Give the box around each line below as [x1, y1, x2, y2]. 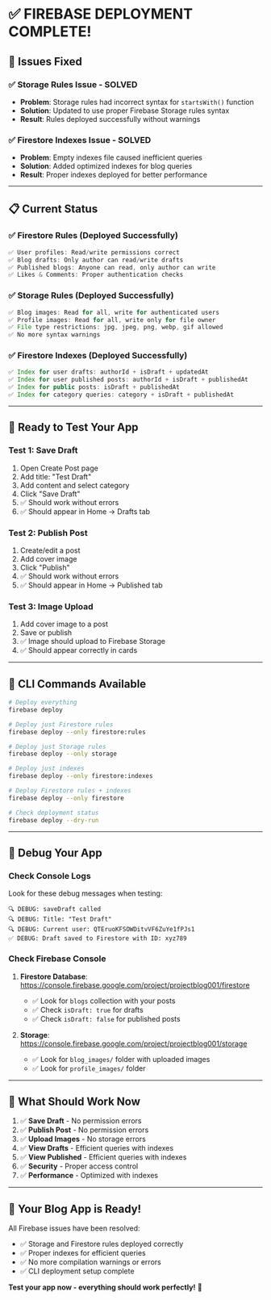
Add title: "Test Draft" [19, 471, 92, 481]
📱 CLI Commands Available [8, 677, 147, 691]
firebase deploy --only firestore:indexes [8, 772, 153, 780]
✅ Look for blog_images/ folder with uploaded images [31, 1054, 211, 1064]
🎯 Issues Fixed [8, 54, 83, 69]
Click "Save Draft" [19, 489, 81, 499]
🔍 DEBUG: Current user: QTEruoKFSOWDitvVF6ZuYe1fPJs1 [8, 926, 195, 934]
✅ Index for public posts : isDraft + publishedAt [8, 383, 180, 391]
